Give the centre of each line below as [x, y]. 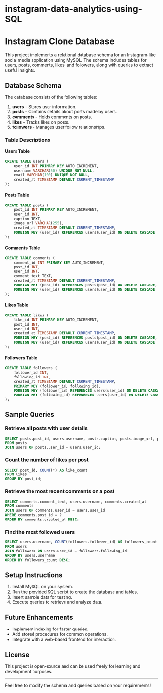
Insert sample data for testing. [42, 597]
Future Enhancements [39, 617]
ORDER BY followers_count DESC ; [38, 560]
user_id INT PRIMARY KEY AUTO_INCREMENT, [56, 166]
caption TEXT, [28, 219]
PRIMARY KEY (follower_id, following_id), [57, 386]
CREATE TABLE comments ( [30, 258]
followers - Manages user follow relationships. [59, 127]
